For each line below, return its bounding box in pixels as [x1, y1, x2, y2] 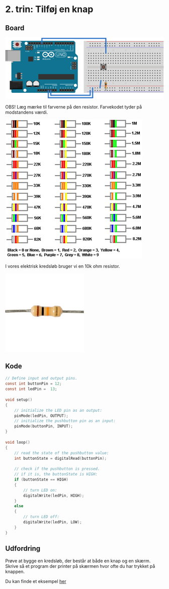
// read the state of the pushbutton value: [14, 450, 109, 455]
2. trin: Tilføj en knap [5, 4, 94, 15]
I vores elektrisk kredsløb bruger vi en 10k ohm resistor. [5, 263, 120, 269]
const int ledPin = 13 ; [5, 387, 57, 392]
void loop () [5, 440, 30, 445]
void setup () [5, 397, 33, 402]
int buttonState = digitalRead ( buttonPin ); [14, 456, 107, 461]
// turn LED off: [23, 514, 59, 519]
